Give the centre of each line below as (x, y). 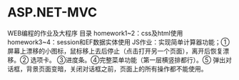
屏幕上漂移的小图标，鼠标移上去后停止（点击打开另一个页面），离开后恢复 (115, 51)
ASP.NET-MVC (52, 12)
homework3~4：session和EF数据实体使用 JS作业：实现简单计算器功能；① (119, 42)
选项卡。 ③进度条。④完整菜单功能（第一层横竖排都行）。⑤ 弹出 (128, 60)
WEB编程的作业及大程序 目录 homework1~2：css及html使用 (95, 33)
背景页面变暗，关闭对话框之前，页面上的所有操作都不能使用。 (117, 69)
